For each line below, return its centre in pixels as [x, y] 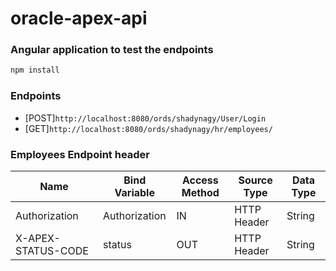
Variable [134, 192]
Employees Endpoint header [80, 154]
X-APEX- [38, 238]
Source [255, 180]
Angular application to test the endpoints [112, 50]
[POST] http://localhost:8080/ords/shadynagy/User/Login [145, 118]
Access [200, 180]
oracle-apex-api [79, 18]
